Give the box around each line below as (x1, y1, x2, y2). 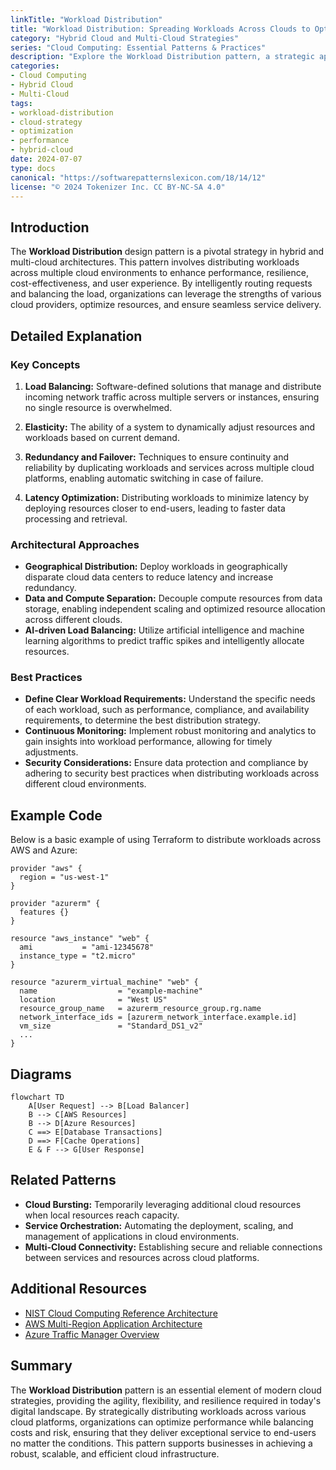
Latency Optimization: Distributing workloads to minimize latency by (24, 491, 310, 503)
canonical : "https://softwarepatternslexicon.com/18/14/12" (10, 172, 267, 183)
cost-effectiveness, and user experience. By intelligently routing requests (10, 277, 313, 290)
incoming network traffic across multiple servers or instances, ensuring (24, 391, 320, 403)
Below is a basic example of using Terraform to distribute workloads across (10, 834, 322, 846)
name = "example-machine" (19, 986, 203, 996)
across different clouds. (24, 614, 123, 626)
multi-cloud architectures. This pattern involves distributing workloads (10, 256, 300, 268)
